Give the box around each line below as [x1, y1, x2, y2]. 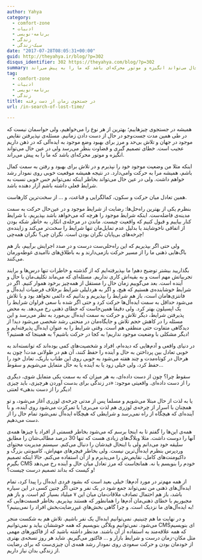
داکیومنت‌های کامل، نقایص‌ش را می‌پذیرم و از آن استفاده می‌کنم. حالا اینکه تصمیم [7, 453, 186, 460]
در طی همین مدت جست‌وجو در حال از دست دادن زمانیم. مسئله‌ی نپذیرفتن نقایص [7, 131, 188, 139]
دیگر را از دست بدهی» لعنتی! [7, 385, 71, 393]
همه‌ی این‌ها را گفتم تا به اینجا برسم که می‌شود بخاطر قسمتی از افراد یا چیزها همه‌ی [7, 427, 192, 435]
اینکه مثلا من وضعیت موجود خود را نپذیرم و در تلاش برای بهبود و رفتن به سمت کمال [7, 163, 192, 170]
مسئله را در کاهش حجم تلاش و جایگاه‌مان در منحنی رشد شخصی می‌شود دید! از [7, 318, 183, 325]
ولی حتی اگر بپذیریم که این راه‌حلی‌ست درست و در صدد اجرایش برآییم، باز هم [7, 242, 180, 249]
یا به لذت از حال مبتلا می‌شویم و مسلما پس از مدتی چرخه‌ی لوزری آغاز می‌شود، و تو [7, 397, 193, 404]
